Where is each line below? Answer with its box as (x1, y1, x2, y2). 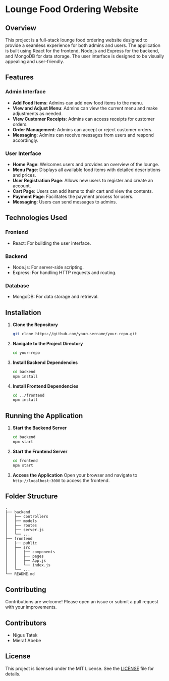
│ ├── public (5, 541, 37, 546)
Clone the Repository (12, 322, 58, 328)
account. (12, 183, 31, 189)
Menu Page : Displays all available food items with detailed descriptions (12, 167, 160, 173)
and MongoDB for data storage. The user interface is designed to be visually (5, 53, 164, 59)
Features (5, 73, 34, 82)
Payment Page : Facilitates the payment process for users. (12, 193, 134, 199)
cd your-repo (12, 350, 40, 355)
